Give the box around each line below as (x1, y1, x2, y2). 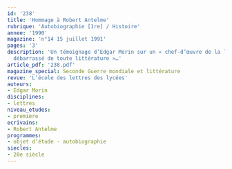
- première (7, 112, 39, 119)
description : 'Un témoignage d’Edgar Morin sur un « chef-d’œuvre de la (7, 49, 221, 56)
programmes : (7, 132, 41, 139)
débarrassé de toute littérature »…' (13, 55, 122, 62)
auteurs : (7, 81, 32, 88)
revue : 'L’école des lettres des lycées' (7, 74, 128, 81)
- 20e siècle (7, 151, 45, 159)
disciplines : (7, 94, 45, 101)
